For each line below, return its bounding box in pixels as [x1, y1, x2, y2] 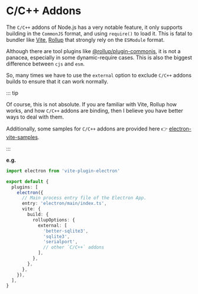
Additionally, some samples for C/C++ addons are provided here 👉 [6, 125, 168, 132]
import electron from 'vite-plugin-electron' [6, 168, 120, 174]
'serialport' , [43, 239, 78, 245]
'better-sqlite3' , [43, 228, 89, 234]
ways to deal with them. [6, 113, 64, 120]
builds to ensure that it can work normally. [6, 78, 109, 85]
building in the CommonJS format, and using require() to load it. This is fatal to [6, 30, 193, 37]
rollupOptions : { [32, 217, 76, 223]
